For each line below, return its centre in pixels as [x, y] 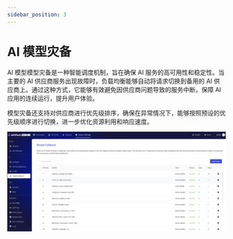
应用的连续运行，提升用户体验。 [53, 98]
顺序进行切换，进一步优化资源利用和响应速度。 [86, 122]
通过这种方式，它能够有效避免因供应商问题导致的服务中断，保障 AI [126, 89]
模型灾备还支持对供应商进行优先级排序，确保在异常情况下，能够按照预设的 [113, 113]
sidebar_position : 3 [37, 15]
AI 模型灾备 [39, 51]
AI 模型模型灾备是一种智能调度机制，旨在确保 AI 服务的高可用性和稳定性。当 [116, 72]
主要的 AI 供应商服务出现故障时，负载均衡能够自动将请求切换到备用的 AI [110, 81]
